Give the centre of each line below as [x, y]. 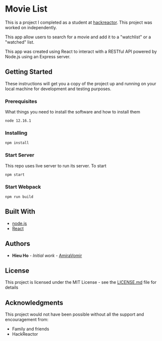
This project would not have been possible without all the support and [74, 314]
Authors [18, 244]
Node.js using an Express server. [38, 56]
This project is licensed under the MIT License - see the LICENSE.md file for [81, 282]
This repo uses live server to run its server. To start [56, 165]
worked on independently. [31, 27]
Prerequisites [21, 101]
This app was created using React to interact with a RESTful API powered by [81, 51]
